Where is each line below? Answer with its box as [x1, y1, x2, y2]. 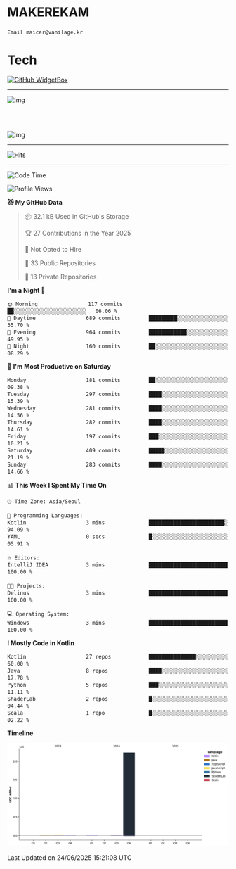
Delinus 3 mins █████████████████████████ [7, 589, 228, 597]
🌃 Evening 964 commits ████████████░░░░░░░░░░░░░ [7, 329, 228, 336]
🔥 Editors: [7, 554, 40, 562]
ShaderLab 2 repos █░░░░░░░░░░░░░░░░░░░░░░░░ [7, 695, 228, 702]
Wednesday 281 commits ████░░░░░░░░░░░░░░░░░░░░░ [7, 405, 228, 412]
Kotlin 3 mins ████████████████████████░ [7, 519, 228, 526]
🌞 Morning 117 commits [7, 300, 123, 307]
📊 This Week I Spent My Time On [7, 481, 107, 489]
